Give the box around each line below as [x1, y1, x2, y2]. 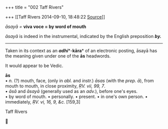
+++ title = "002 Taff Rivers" [5, 4, 64, 10]
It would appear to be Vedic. [5, 62, 63, 68]
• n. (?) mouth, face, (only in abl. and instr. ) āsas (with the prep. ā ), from [5, 77, 154, 83]
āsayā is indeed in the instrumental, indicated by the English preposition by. [5, 33, 161, 39]
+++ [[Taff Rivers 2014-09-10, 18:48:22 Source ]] [5, 14, 105, 19]
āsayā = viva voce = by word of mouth [5, 23, 86, 29]
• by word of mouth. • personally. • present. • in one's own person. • [5, 93, 148, 99]
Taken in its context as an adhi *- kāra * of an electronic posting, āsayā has [5, 47, 157, 53]
